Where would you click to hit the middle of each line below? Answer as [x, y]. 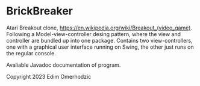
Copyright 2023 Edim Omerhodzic [49, 76]
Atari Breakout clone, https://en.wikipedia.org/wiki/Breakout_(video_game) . [99, 28]
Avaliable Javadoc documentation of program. [64, 65]
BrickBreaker [40, 11]
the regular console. [31, 53]
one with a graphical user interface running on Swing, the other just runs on [100, 47]
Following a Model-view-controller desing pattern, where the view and [94, 34]
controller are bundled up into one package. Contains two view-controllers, [99, 40]
